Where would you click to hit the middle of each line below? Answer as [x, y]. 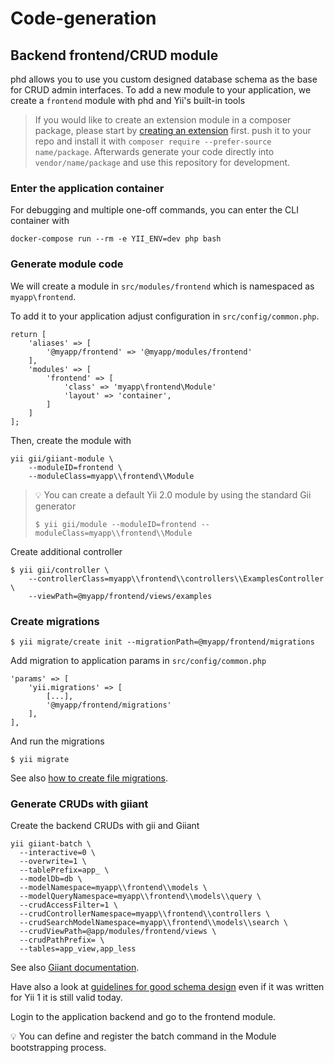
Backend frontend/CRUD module [114, 55]
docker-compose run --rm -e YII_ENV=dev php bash [116, 239]
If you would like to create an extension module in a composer [163, 120]
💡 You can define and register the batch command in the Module [143, 1036]
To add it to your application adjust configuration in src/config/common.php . [165, 316]
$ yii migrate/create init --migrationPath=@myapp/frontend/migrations [162, 642]
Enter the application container [87, 188]
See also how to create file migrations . [89, 778]
